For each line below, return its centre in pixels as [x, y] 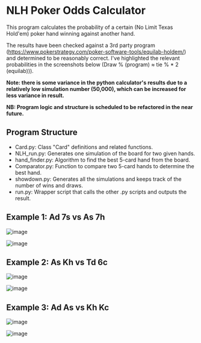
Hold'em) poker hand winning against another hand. [71, 33]
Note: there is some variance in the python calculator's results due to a [97, 83]
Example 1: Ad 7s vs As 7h [56, 217]
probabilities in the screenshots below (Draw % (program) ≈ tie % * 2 [92, 65]
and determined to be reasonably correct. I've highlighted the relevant [93, 58]
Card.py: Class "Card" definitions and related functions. [84, 147]
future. [15, 113]
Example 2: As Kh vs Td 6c [57, 262]
